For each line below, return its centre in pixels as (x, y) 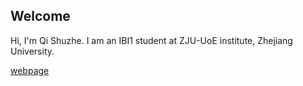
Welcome (40, 16)
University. (32, 51)
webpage (30, 70)
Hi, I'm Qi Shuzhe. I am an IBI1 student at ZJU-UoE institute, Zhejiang (151, 40)
